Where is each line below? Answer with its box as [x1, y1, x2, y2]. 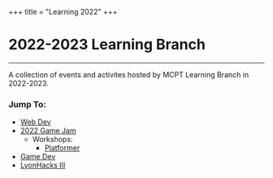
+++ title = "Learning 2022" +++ [8, 7, 118, 16]
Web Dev [19, 117, 51, 127]
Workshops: [32, 134, 73, 145]
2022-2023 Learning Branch [8, 36, 206, 54]
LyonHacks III [19, 160, 66, 170]
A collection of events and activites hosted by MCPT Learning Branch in [8, 69, 249, 80]
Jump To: [8, 98, 46, 110]
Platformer [44, 143, 80, 153]
